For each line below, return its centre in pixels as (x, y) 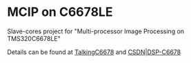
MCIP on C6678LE (60, 12)
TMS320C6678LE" (34, 38)
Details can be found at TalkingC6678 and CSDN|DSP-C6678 (94, 52)
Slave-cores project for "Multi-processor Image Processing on (96, 31)
